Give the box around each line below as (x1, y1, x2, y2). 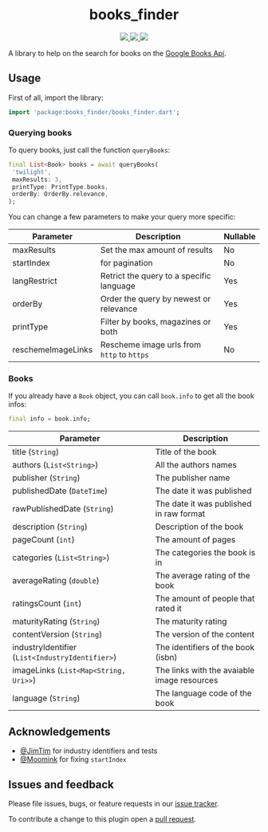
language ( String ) (12, 692, 81, 704)
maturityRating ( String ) (12, 616, 100, 627)
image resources (155, 675, 219, 686)
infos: (8, 400, 27, 409)
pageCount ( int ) (12, 534, 75, 546)
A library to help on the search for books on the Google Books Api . (8, 48, 227, 57)
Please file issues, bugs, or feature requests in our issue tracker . (8, 798, 219, 808)
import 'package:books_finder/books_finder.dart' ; (8, 108, 180, 116)
